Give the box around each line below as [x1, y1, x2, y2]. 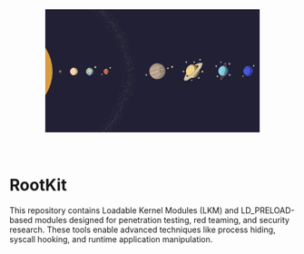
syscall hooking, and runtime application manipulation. [9, 233, 213, 244]
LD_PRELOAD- [240, 204, 295, 216]
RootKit [9, 174, 67, 195]
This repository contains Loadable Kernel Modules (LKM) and [9, 204, 239, 216]
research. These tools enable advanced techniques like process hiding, [9, 224, 276, 235]
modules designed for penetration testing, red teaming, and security [34, 214, 290, 225]
